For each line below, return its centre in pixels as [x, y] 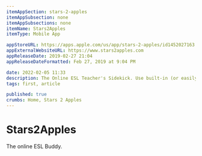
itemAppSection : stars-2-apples [47, 12]
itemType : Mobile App [33, 34]
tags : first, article [33, 84]
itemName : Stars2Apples [36, 28]
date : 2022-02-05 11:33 [36, 73]
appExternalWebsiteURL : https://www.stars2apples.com [75, 51]
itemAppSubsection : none [37, 17]
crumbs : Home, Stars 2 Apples [44, 100]
